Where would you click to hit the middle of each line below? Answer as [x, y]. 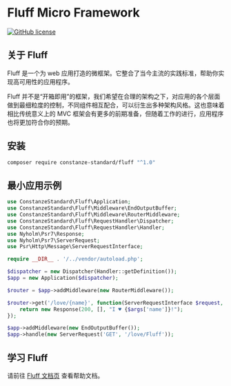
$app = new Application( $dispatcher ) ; [63, 278]
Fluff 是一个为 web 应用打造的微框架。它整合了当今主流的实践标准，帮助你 [113, 73]
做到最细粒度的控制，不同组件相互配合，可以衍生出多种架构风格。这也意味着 [116, 105]
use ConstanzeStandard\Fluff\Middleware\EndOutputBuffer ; [92, 208]
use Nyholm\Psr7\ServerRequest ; [53, 240]
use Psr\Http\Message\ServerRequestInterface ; [75, 247]
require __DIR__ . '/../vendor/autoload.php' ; [75, 259]
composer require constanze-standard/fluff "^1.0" [81, 162]
